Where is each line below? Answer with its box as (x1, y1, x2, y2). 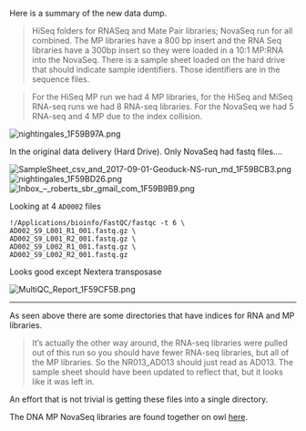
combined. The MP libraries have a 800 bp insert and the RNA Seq (31, 36, 282, 46)
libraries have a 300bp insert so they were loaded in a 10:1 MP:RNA (31, 45, 284, 56)
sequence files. (31, 74, 90, 85)
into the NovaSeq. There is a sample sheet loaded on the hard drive (31, 55, 285, 65)
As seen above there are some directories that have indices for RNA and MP (9, 310, 295, 321)
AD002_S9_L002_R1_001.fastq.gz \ (9, 242, 137, 251)
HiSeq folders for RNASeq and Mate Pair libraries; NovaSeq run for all (31, 26, 293, 36)
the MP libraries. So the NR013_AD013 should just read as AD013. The (31, 357, 294, 367)
